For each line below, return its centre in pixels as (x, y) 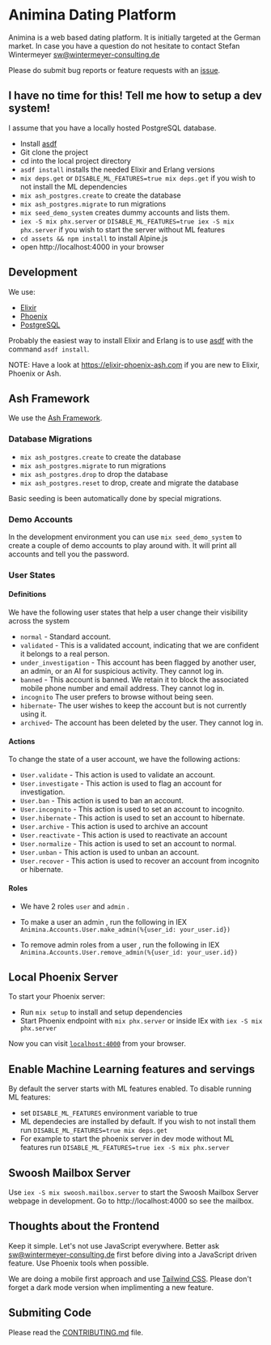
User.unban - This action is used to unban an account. (110, 853)
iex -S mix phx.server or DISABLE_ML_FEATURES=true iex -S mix (127, 221)
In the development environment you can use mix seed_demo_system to (125, 537)
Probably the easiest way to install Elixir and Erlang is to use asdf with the (131, 340)
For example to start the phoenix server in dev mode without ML (127, 1139)
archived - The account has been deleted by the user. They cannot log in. (142, 723)
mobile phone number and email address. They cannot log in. (122, 688)
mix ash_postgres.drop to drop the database (94, 474)
